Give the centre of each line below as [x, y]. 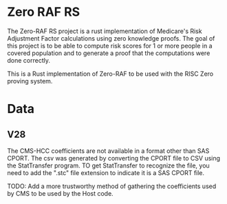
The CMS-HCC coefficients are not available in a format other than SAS [108, 151]
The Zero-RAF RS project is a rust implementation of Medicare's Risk [105, 31]
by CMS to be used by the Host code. [60, 193]
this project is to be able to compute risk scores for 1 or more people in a [110, 45]
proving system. [30, 81]
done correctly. [29, 60]
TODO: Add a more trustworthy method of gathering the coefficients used [112, 186]
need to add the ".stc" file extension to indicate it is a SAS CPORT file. [106, 172]
